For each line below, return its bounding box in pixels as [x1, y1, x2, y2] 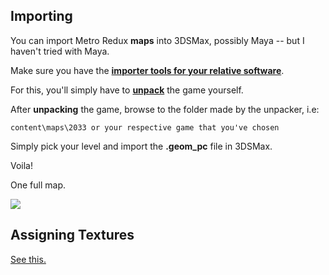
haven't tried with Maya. [10, 45, 110, 57]
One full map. [10, 179, 66, 191]
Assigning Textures [10, 227, 135, 244]
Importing [10, 8, 73, 25]
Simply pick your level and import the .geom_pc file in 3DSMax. [10, 140, 273, 152]
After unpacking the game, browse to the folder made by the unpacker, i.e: [10, 103, 320, 115]
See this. [10, 253, 47, 265]
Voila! [10, 159, 34, 171]
